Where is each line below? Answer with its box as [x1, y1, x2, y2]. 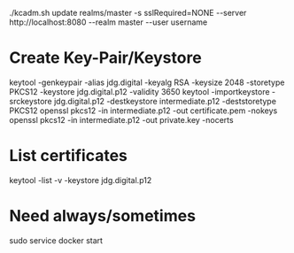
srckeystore [9, 96, 52, 106]
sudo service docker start [9, 234, 104, 246]
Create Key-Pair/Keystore [9, 48, 202, 68]
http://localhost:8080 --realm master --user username [9, 17, 208, 27]
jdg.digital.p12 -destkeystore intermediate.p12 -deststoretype [53, 96, 277, 106]
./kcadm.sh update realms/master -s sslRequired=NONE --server [9, 8, 247, 18]
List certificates [9, 146, 128, 166]
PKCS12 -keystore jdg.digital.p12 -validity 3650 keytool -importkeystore [9, 86, 270, 96]
